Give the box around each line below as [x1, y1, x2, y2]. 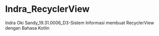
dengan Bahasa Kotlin [5, 25, 50, 31]
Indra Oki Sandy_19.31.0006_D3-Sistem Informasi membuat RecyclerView [5, 20, 155, 26]
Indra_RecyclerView [5, 3, 90, 15]
